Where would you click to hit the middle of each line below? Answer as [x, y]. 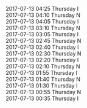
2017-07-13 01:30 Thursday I [42, 86]
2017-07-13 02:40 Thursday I [42, 47]
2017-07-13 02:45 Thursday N [43, 41]
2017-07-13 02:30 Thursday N [43, 53]
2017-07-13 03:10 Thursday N [43, 28]
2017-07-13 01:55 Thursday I [41, 73]
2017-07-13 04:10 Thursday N [43, 15]
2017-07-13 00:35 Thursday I [42, 98]
